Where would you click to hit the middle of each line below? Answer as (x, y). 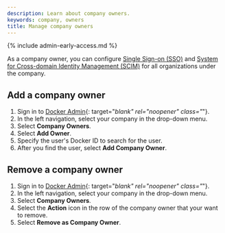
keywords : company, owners (46, 20)
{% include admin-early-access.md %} (62, 46)
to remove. (32, 215)
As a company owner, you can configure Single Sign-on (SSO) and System (113, 59)
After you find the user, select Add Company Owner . (92, 148)
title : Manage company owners (50, 26)
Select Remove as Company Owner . (69, 222)
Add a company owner (56, 95)
